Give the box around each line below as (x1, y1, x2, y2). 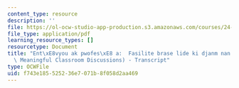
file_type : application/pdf (7, 30, 91, 38)
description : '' (7, 17, 55, 24)
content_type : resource (7, 10, 78, 18)
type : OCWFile (7, 63, 50, 70)
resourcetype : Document (7, 43, 78, 50)
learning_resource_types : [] (7, 37, 94, 44)
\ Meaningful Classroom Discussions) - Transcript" (14, 57, 171, 64)
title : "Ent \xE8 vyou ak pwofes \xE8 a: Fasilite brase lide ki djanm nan (7, 50, 231, 57)
